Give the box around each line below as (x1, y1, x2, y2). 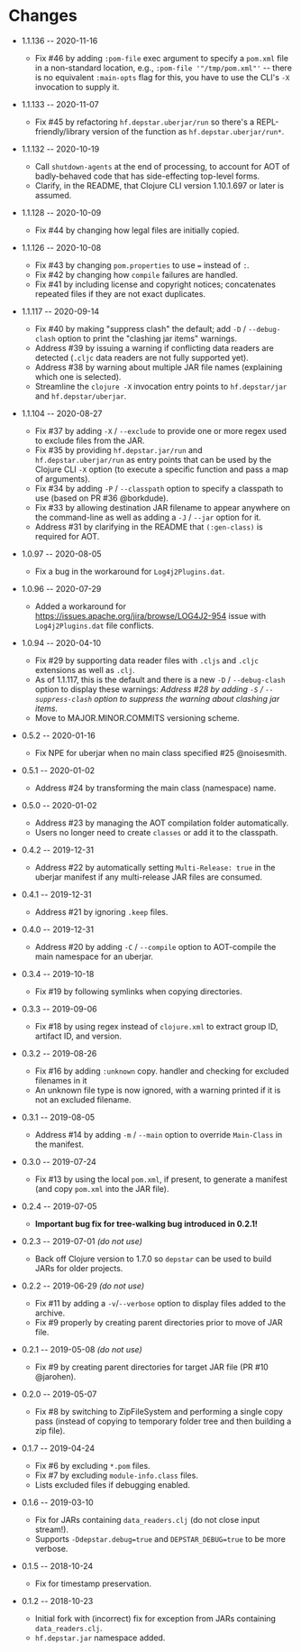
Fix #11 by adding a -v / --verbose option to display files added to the (34, 1297, 286, 1308)
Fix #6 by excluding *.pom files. (34, 1460, 150, 1471)
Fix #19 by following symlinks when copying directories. (34, 985, 242, 997)
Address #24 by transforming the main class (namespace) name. (34, 782, 277, 793)
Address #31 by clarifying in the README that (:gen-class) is (34, 521, 263, 532)
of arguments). (34, 473, 91, 484)
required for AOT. (34, 531, 100, 541)
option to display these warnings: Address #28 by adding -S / (34, 683, 263, 695)
